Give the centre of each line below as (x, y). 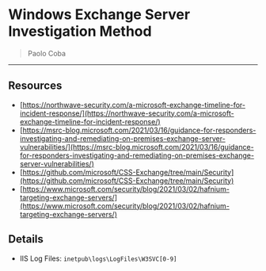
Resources (35, 86)
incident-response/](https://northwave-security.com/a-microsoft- (127, 113)
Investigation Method (80, 31)
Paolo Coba (46, 53)
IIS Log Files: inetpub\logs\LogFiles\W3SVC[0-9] (98, 258)
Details (26, 239)
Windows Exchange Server (99, 15)
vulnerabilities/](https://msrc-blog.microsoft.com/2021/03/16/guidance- (137, 147)
